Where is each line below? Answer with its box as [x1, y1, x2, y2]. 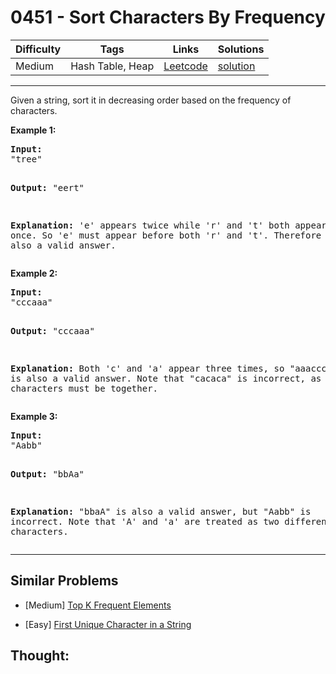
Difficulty [15, 42, 62, 56]
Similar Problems [10, 572, 119, 590]
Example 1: [10, 124, 57, 136]
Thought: [10, 647, 70, 665]
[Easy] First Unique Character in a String [24, 618, 192, 630]
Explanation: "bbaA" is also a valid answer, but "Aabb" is [10, 506, 312, 517]
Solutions [217, 42, 265, 56]
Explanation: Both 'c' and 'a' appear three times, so [10, 362, 285, 374]
